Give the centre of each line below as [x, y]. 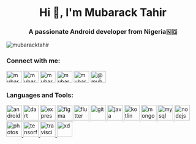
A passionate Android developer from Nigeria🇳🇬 [103, 32]
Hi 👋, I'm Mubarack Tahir [103, 13]
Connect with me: [33, 61]
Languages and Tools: [40, 95]
